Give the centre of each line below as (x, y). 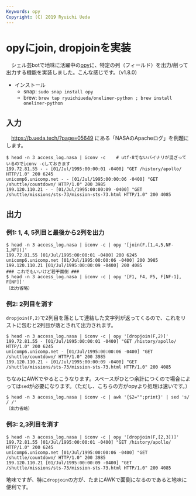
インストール (30, 85)
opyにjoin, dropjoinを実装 (69, 48)
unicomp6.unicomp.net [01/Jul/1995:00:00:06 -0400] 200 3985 (82, 260)
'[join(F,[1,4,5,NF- (149, 245)
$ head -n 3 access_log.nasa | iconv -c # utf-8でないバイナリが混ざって (96, 158)
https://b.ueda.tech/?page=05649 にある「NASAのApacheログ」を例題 (98, 138)
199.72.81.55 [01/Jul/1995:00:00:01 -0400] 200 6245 (72, 255)
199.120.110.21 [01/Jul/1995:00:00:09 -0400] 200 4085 (74, 265)
